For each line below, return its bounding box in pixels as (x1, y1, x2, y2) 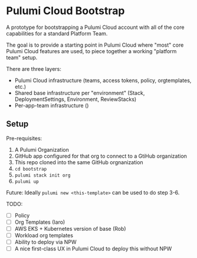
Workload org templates (14, 231, 74, 239)
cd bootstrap (14, 166, 47, 172)
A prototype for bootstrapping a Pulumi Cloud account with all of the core (6, 24, 185, 31)
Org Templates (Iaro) (14, 218, 65, 226)
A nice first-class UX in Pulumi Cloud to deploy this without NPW (14, 245, 172, 252)
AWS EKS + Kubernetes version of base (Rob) (14, 225, 126, 232)
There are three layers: (6, 65, 62, 72)
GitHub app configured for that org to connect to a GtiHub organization (14, 152, 188, 159)
